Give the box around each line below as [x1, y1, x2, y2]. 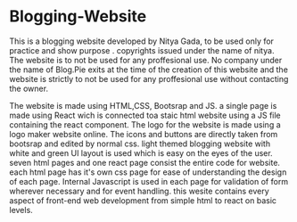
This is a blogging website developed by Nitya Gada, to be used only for [9, 36, 275, 46]
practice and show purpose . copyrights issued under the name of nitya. [9, 45, 275, 55]
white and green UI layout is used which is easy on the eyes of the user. [9, 147, 274, 158]
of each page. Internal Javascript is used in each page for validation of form [9, 176, 288, 186]
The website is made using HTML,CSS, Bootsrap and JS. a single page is [9, 100, 277, 111]
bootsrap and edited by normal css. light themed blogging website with [9, 138, 270, 149]
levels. [9, 204, 33, 215]
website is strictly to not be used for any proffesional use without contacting [9, 73, 289, 84]
